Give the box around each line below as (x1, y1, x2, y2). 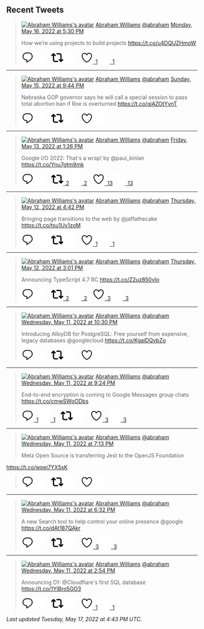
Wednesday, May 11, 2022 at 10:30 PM (21, 318, 118, 326)
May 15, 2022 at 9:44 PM (21, 81, 84, 89)
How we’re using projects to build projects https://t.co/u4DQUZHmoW (21, 39, 196, 46)
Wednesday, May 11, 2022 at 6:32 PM (21, 506, 115, 513)
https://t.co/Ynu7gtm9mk (21, 160, 84, 168)
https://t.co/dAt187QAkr (21, 524, 81, 531)
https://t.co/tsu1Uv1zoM (21, 221, 81, 229)
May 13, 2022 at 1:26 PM (21, 142, 83, 150)
